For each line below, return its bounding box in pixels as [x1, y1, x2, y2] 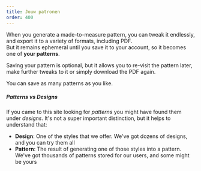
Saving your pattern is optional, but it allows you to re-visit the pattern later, [6, 61, 193, 69]
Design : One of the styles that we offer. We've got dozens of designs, [14, 133, 188, 140]
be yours [14, 158, 37, 166]
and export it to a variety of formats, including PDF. [6, 37, 133, 44]
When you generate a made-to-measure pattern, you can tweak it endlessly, [6, 31, 195, 38]
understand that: [6, 121, 47, 128]
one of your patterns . [6, 50, 60, 57]
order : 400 [6, 14, 34, 20]
